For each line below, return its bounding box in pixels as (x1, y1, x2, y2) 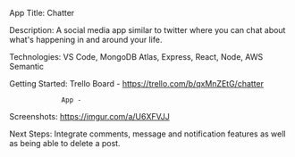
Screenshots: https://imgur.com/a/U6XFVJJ (9, 112, 170, 121)
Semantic (9, 62, 45, 71)
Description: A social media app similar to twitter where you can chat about (9, 25, 286, 35)
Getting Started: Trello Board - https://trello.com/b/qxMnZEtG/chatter (9, 78, 264, 88)
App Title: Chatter (9, 8, 75, 18)
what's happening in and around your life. (9, 35, 163, 45)
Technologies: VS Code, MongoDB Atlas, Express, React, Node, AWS (9, 52, 264, 62)
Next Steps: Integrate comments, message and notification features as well (9, 128, 286, 139)
